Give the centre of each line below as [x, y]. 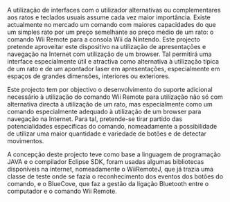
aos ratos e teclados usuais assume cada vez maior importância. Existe [109, 17]
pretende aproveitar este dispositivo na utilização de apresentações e [107, 47]
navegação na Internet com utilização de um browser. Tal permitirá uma [109, 54]
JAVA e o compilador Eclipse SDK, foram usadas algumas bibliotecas [106, 162]
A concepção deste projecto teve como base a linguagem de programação [114, 154]
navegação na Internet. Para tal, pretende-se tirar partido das [95, 119]
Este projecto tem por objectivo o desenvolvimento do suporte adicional [110, 90]
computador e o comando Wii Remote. [62, 191]
